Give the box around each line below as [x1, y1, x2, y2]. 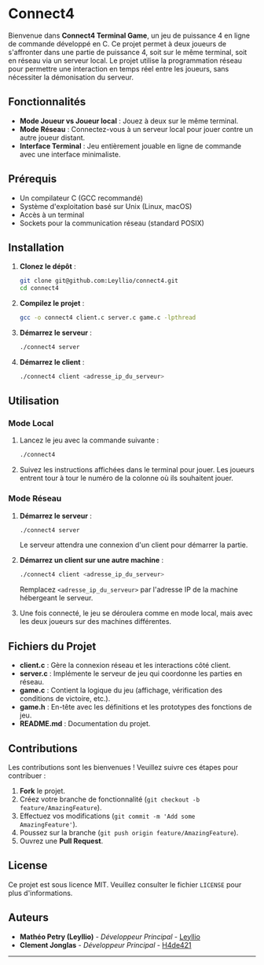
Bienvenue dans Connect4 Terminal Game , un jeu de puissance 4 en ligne [8, 31, 250, 40]
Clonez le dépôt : [19, 262, 76, 271]
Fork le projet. [19, 786, 65, 795]
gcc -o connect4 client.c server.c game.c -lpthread [19, 314, 196, 322]
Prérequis [8, 172, 57, 185]
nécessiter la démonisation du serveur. [8, 72, 134, 82]
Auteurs [8, 911, 49, 924]
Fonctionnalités [8, 95, 86, 108]
